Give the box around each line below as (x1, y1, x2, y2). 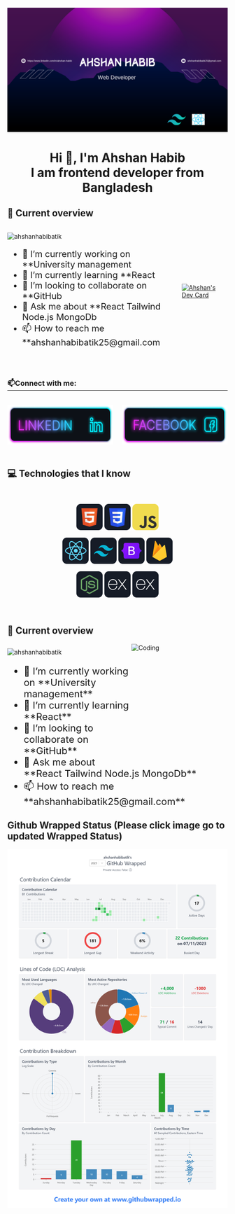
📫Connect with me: (7, 378, 77, 388)
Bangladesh (82, 179, 153, 195)
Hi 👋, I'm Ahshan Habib (50, 150, 185, 165)
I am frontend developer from (30, 165, 205, 181)
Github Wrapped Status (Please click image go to (7, 819, 225, 831)
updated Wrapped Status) (7, 830, 122, 842)
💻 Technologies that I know (7, 468, 131, 480)
